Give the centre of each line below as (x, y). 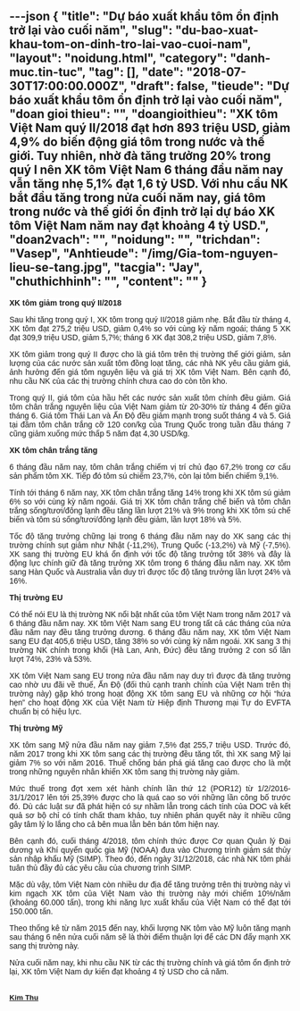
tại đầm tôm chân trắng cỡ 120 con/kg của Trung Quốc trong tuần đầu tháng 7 (150, 424)
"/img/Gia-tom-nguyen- (209, 254)
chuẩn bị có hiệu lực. (46, 711)
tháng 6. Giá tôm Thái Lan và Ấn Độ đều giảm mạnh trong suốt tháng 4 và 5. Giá (150, 415)
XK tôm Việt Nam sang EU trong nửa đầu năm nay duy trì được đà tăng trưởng (150, 676)
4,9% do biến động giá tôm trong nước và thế (137, 142)
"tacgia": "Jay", (158, 267)
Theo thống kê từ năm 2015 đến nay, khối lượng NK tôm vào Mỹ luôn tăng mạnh (150, 928)
